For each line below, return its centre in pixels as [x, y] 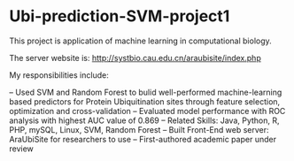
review [21, 149]
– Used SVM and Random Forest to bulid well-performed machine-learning [146, 92]
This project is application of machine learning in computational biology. [140, 41]
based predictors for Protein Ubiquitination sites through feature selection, [145, 101]
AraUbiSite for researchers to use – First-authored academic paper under [143, 139]
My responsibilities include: [59, 75]
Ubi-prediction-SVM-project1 [120, 16]
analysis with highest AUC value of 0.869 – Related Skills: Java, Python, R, [145, 120]
